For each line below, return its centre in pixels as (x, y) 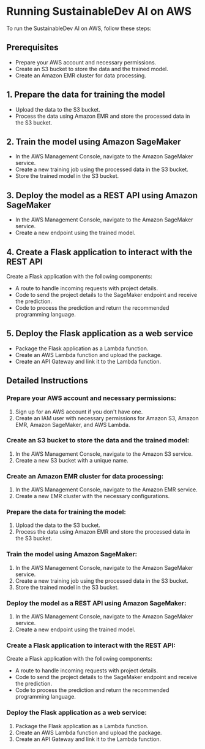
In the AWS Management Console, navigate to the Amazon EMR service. (106, 490)
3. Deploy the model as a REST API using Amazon (102, 195)
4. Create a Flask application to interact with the (99, 252)
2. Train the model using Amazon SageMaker (94, 141)
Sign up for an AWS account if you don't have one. (79, 412)
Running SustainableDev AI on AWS (99, 11)
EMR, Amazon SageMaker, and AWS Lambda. (73, 424)
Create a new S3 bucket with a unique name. (72, 460)
